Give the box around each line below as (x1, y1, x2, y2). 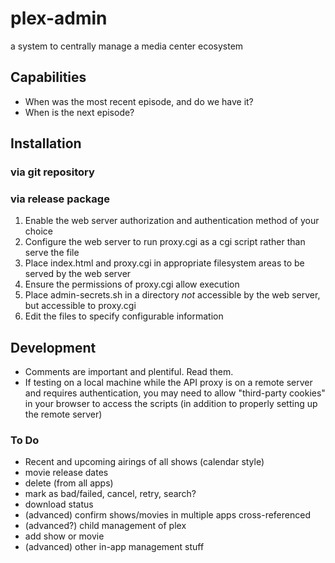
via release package (10, 192, 110, 206)
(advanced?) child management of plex (24, 520, 187, 532)
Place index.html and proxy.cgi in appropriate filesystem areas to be (24, 257, 305, 269)
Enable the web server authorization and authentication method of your (24, 215, 320, 227)
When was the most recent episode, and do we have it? (24, 95, 254, 107)
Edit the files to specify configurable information (24, 310, 224, 322)
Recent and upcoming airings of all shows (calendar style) (24, 456, 265, 468)
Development (10, 339, 97, 356)
